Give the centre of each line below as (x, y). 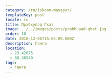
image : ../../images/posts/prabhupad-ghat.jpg (56, 29)
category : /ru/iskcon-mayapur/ (39, 10)
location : (16, 48)
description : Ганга (26, 44)
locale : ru (17, 19)
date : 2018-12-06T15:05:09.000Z (40, 39)
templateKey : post (25, 15)
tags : (11, 63)
